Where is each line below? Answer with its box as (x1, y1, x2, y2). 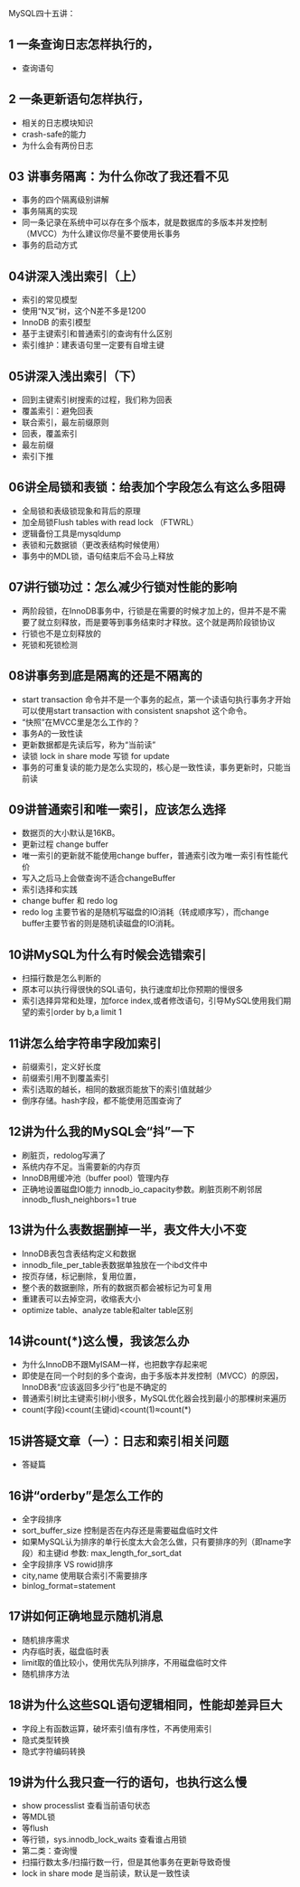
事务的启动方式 (21, 239, 78, 250)
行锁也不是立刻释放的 (21, 627, 101, 639)
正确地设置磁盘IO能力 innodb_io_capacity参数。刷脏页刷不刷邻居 (21, 1183, 263, 1195)
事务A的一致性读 (21, 728, 83, 738)
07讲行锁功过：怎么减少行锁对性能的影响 (8, 579, 237, 595)
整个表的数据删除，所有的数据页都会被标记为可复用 (21, 1281, 212, 1292)
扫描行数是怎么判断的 (21, 972, 101, 983)
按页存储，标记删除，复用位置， (21, 1271, 141, 1281)
